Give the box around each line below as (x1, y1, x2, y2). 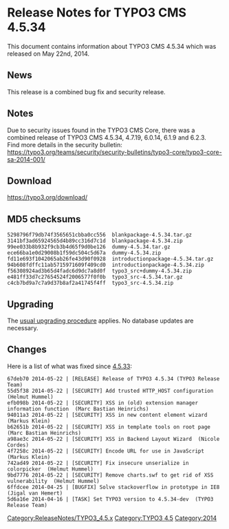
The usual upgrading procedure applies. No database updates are (7, 316, 194, 325)
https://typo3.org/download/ (7, 193, 88, 202)
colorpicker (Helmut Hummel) (7, 466, 94, 473)
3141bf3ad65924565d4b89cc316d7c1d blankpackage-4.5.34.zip (7, 237, 184, 245)
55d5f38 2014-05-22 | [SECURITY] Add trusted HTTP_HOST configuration (7, 387, 214, 394)
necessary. (7, 324, 39, 332)
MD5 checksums (7, 213, 81, 225)
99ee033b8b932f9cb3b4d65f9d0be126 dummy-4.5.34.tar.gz (7, 244, 171, 250)
